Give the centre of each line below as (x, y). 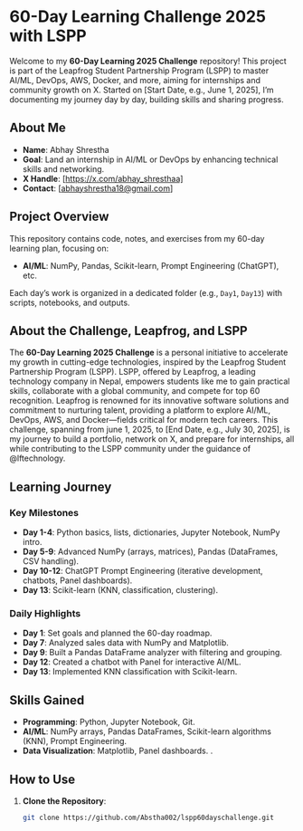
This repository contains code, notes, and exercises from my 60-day (137, 238)
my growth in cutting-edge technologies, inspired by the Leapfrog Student (148, 362)
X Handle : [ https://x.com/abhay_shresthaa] (103, 178)
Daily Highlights (45, 613)
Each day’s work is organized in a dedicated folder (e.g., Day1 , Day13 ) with (146, 292)
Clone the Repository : (64, 801)
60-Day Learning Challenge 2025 (138, 17)
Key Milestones (44, 512)
